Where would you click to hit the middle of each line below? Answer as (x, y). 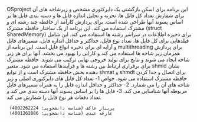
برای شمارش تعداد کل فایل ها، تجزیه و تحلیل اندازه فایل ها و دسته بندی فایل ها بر (96, 15)
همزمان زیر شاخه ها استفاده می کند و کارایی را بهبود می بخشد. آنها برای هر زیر (93, 53)
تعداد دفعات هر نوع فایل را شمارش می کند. (54, 97)
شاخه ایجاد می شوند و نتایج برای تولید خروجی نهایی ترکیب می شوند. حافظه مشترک (98, 60)
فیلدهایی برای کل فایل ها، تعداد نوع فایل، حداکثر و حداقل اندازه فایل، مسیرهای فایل (98, 41)
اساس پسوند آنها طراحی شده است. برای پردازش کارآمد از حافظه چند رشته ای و (95, 22)
